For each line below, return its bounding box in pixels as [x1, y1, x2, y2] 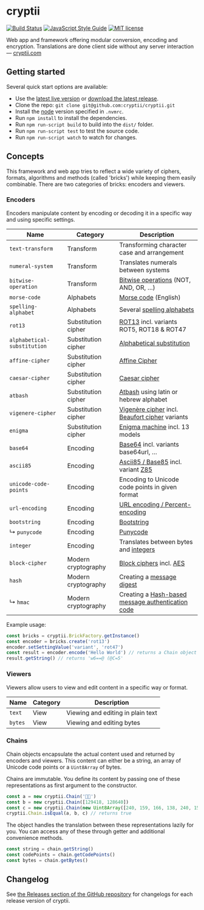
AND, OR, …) [119, 283, 156, 292]
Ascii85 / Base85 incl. [119, 457, 182, 466]
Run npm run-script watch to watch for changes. [15, 133, 138, 141]
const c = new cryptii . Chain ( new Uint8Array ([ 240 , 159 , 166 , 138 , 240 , [6, 805, 192, 811]
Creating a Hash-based [119, 590, 187, 598]
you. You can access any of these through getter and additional [6, 828, 165, 835]
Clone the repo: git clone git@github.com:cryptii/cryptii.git [15, 101, 175, 108]
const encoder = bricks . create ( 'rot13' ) [6, 638, 110, 644]
